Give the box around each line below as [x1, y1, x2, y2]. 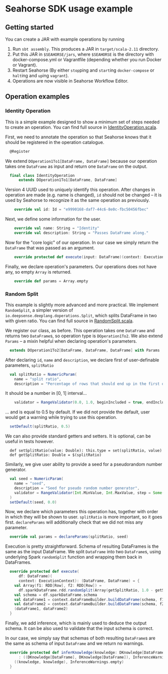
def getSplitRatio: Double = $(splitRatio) [9, 453, 101, 458]
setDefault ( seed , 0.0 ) [9, 500, 57, 505]
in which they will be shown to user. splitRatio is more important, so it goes [5, 514, 162, 520]
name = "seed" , [14, 481, 46, 486]
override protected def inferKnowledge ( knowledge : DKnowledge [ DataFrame [9, 650, 164, 655]
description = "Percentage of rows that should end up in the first [14, 381, 160, 386]
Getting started [5, 23, 54, 32]
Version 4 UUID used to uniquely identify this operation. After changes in [5, 186, 155, 193]
